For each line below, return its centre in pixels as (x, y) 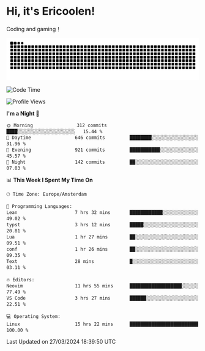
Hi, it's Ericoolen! (51, 11)
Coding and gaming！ (34, 29)
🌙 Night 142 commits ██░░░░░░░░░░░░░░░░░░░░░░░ (102, 162)
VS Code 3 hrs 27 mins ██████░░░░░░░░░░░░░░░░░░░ (102, 298)
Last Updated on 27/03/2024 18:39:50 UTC (61, 341)
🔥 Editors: (20, 279)
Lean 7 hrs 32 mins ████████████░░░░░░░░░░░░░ (102, 212)
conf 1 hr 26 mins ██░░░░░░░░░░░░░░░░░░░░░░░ (102, 249)
